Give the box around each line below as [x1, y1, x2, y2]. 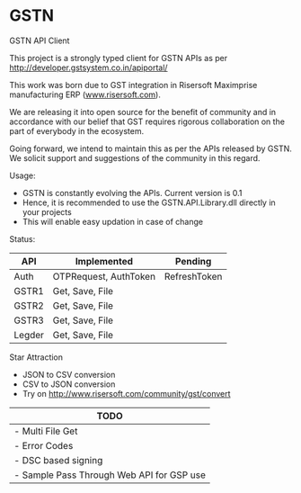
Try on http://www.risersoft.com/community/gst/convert [22, 388, 231, 399]
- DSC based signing [13, 453, 103, 466]
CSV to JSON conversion [22, 379, 116, 390]
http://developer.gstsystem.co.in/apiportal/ [9, 62, 168, 73]
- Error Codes [13, 439, 74, 452]
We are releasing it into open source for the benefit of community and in [9, 106, 277, 117]
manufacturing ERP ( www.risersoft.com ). [9, 89, 162, 100]
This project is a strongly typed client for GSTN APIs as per [9, 52, 227, 63]
